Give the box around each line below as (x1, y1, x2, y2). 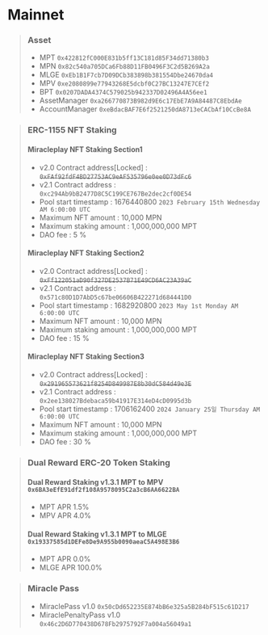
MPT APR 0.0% (39, 554, 91, 564)
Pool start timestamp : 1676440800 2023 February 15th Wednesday (39, 196, 260, 207)
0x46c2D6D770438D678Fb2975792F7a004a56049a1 (39, 620, 192, 628)
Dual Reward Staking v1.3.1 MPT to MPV (27, 477, 164, 486)
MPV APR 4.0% (39, 511, 92, 520)
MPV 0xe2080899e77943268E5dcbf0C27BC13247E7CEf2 (39, 78, 210, 88)
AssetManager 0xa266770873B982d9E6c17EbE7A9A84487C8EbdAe (39, 95, 243, 106)
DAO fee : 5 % (39, 229, 87, 239)
